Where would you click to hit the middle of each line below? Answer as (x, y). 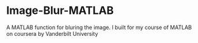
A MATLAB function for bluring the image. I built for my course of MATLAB (99, 27)
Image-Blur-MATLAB (60, 11)
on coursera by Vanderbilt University (52, 33)
